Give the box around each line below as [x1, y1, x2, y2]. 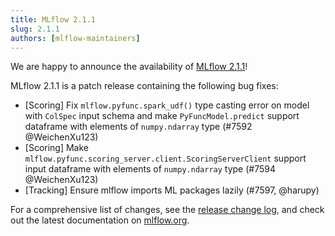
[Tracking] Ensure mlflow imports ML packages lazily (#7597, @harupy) [24, 184, 320, 196]
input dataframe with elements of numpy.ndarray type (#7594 [24, 163, 276, 175]
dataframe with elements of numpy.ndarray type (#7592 [24, 121, 253, 133]
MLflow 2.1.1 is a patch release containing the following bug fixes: [10, 80, 279, 92]
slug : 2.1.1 [10, 24, 60, 34]
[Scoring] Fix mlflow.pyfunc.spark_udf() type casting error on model [24, 99, 310, 111]
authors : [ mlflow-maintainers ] [10, 33, 141, 43]
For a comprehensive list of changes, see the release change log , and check [10, 204, 325, 216]
